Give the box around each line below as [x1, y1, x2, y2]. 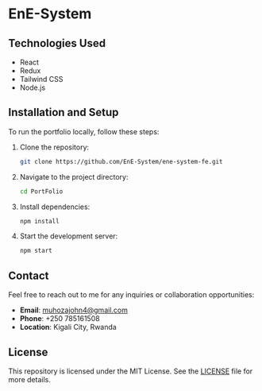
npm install [19, 217, 60, 225]
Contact [8, 269, 49, 282]
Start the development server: [19, 231, 118, 241]
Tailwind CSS [19, 75, 64, 83]
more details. [8, 374, 52, 384]
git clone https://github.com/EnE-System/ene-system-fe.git [19, 157, 223, 165]
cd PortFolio [19, 188, 64, 195]
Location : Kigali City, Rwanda [19, 323, 117, 332]
